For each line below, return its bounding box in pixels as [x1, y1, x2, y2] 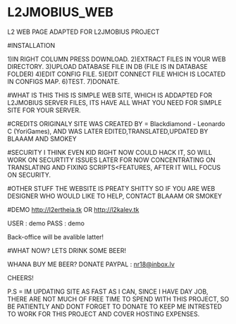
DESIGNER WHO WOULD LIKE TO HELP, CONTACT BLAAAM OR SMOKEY [7, 192, 223, 200]
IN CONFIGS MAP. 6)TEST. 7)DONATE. [7, 77, 120, 85]
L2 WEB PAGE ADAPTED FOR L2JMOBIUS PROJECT [7, 27, 160, 36]
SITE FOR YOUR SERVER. [7, 106, 81, 114]
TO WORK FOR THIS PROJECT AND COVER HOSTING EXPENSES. [7, 309, 200, 318]
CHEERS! [7, 273, 34, 282]
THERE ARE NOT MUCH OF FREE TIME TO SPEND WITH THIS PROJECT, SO [7, 294, 230, 303]
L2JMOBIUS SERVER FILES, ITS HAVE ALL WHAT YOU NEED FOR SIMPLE [7, 98, 222, 106]
